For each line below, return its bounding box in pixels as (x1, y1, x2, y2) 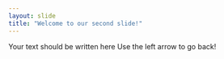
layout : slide (8, 11, 57, 20)
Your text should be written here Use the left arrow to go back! (8, 41, 217, 51)
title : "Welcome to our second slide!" (8, 19, 143, 27)
